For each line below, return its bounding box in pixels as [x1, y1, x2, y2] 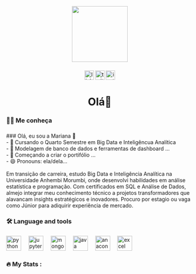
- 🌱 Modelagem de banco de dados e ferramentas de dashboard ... [6, 145, 170, 152]
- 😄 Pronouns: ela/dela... [6, 157, 68, 164]
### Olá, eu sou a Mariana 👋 [6, 132, 76, 139]
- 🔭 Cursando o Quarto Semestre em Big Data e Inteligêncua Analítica [6, 138, 176, 145]
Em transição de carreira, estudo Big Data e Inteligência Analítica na [6, 170, 172, 178]
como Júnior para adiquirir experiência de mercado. [6, 202, 134, 209]
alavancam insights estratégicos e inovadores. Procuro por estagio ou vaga [6, 195, 191, 203]
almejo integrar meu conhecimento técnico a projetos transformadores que [6, 189, 190, 196]
